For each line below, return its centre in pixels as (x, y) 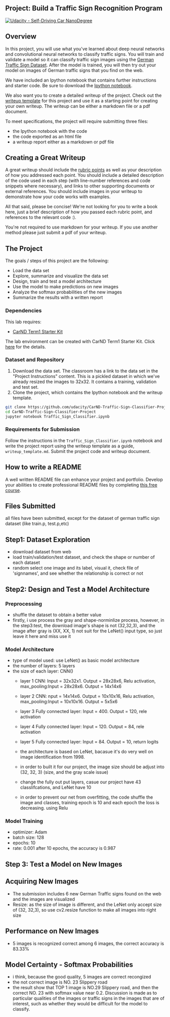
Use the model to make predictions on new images (66, 287)
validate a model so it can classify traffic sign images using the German (80, 59)
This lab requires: (23, 322)
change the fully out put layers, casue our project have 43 (80, 782)
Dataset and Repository (35, 360)
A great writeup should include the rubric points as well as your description (83, 170)
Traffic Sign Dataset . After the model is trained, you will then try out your (81, 65)
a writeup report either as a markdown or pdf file (63, 142)
